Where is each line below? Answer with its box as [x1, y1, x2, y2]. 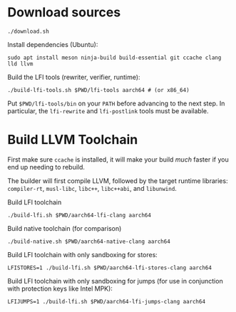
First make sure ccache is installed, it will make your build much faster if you [7, 155, 230, 164]
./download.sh [7, 28, 50, 35]
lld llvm [7, 60, 34, 68]
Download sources [7, 4, 121, 21]
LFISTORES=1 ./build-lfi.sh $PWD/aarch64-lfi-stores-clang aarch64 [7, 264, 212, 271]
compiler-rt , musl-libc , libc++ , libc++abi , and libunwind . [7, 184, 177, 192]
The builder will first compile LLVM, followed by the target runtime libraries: [7, 176, 228, 185]
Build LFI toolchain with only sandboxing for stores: [7, 250, 158, 259]
